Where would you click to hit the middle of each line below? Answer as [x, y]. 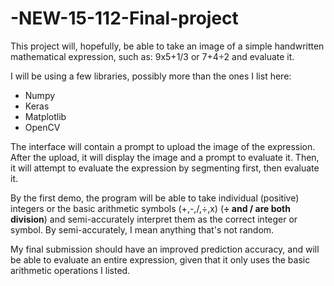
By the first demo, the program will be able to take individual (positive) [155, 198]
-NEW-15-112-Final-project [124, 18]
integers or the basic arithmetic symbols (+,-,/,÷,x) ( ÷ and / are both [150, 208]
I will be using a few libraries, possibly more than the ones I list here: [151, 76]
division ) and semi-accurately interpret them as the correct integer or [154, 219]
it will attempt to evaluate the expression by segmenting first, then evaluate [165, 168]
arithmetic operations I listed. [70, 270]
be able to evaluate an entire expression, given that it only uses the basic [160, 259]
